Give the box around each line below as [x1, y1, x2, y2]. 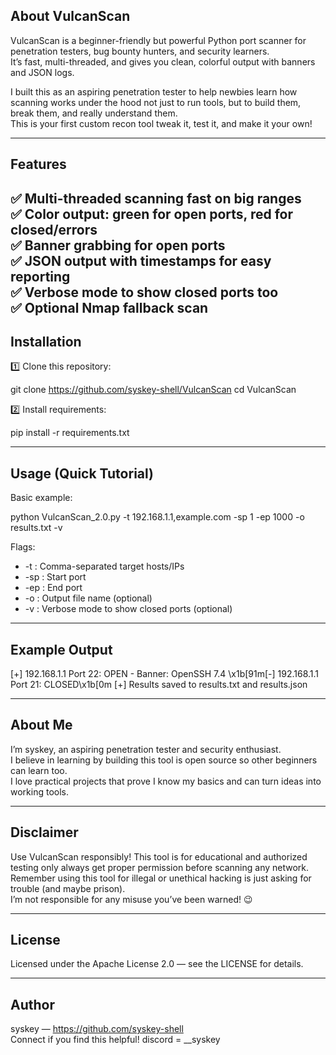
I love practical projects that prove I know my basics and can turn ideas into [10, 775, 322, 787]
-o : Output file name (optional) [24, 592, 153, 604]
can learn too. [10, 764, 68, 776]
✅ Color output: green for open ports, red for [10, 205, 294, 223]
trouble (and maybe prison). [10, 882, 126, 894]
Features [10, 156, 67, 173]
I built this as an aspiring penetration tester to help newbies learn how [10, 85, 298, 98]
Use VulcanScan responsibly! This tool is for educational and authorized [10, 850, 308, 863]
